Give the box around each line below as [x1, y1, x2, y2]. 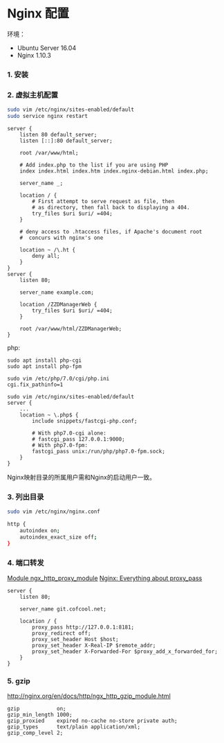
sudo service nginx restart [7, 113, 88, 120]
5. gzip [7, 676, 31, 685]
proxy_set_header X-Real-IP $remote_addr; [32, 642, 156, 649]
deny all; [32, 252, 60, 259]
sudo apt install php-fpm [7, 362, 82, 370]
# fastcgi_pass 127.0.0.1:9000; [32, 435, 126, 443]
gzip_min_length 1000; [7, 711, 73, 719]
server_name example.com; [19, 288, 95, 296]
